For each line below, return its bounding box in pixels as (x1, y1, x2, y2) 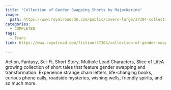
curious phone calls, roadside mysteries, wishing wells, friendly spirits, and (5, 74, 163, 81)
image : (5, 12, 19, 17)
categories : (5, 21, 31, 27)
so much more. (5, 80, 37, 86)
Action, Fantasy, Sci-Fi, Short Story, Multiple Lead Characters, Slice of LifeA (5, 59, 164, 65)
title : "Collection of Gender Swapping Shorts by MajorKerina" (5, 7, 142, 13)
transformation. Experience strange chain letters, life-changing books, (5, 69, 153, 75)
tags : (5, 31, 17, 36)
